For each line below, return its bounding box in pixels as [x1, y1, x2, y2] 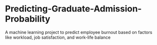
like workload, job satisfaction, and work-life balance [5, 34, 111, 40]
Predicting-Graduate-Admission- [5, 3, 142, 14]
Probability [5, 13, 51, 24]
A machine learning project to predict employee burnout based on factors [5, 29, 153, 35]
